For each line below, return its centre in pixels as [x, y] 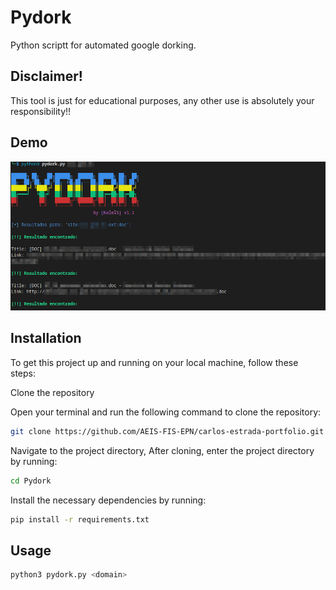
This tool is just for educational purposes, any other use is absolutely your [162, 100]
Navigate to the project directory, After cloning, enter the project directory [162, 450]
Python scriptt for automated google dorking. [103, 45]
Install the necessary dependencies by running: [108, 500]
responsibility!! [41, 111]
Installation [46, 338]
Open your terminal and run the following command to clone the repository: [166, 412]
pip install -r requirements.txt [80, 519]
